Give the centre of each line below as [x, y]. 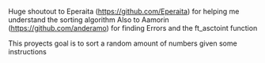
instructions [28, 52]
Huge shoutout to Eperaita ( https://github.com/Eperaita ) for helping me [124, 11]
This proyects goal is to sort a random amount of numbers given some [123, 43]
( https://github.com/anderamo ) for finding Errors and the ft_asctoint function [133, 28]
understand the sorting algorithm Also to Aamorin [89, 20]
